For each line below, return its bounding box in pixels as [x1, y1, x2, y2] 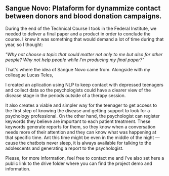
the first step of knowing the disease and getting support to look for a [5, 107, 150, 113]
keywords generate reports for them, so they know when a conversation [5, 123, 156, 129]
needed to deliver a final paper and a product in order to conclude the [5, 30, 151, 37]
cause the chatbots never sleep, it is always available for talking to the [5, 140, 152, 146]
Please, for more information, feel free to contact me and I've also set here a [5, 155, 164, 161]
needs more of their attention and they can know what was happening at [5, 129, 157, 135]
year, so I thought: [5, 41, 43, 48]
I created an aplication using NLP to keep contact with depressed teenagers [5, 81, 163, 87]
